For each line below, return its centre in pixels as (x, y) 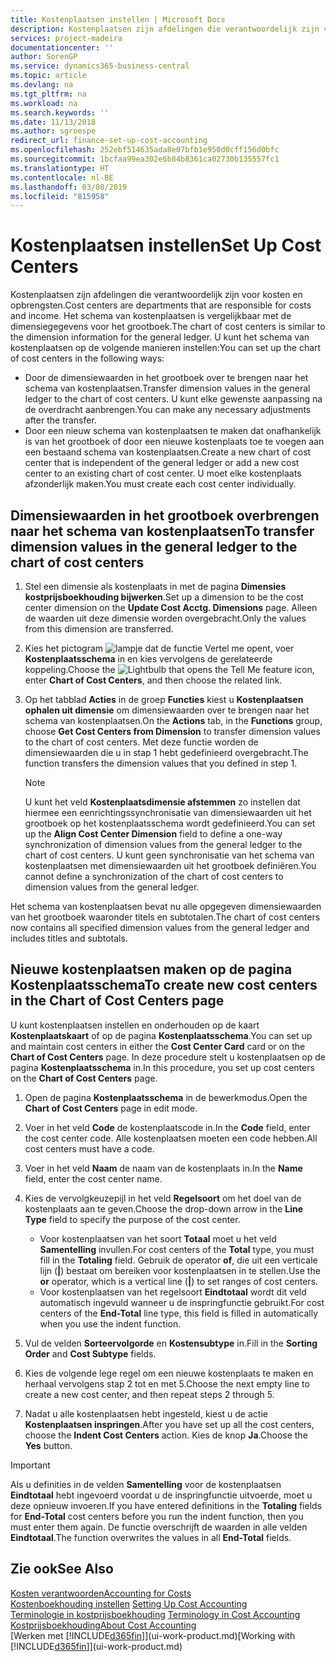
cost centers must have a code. (89, 1148)
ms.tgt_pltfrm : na (48, 94)
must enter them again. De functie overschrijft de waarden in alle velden (159, 1527)
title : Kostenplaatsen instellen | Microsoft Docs (118, 19)
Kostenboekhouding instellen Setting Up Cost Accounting (129, 1603)
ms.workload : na (44, 103)
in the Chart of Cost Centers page (117, 1001)
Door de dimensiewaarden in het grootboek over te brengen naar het (166, 378)
